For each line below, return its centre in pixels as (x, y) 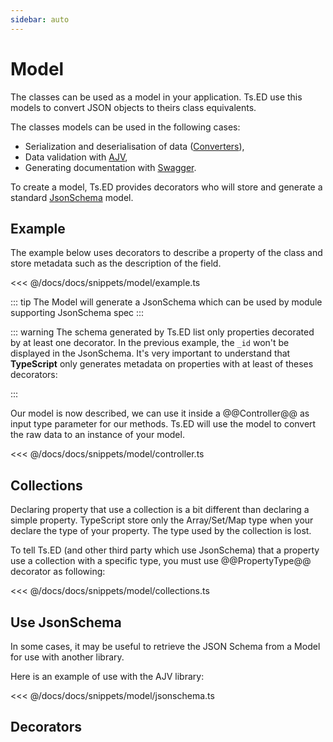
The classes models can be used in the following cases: (125, 127)
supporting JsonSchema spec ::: (77, 313)
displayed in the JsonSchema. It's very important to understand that (150, 353)
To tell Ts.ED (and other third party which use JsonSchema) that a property (165, 550)
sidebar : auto (40, 19)
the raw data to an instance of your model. (97, 435)
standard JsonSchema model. (72, 197)
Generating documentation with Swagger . (110, 167)
